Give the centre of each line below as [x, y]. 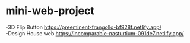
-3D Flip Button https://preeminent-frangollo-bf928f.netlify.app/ [83, 27]
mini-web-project [50, 11]
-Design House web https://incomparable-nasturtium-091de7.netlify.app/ [95, 33]
